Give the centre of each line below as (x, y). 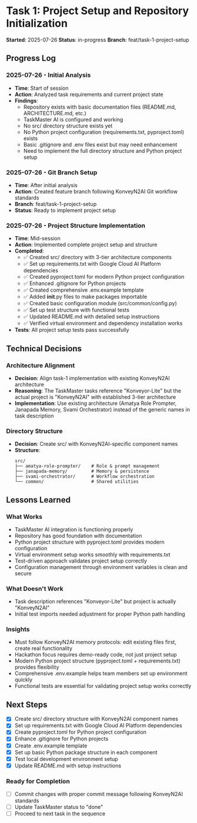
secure (23, 573)
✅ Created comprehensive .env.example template (84, 290)
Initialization (37, 23)
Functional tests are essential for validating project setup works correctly (103, 686)
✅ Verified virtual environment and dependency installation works (103, 324)
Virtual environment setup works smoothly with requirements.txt (92, 554)
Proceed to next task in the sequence (60, 814)
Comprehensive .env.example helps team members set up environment (101, 674)
